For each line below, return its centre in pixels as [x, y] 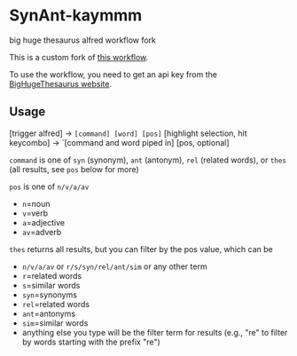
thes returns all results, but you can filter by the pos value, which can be [141, 249]
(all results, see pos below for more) [74, 169]
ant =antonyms [49, 313]
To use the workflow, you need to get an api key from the [113, 74]
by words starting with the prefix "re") [91, 342]
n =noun [36, 203]
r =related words [52, 275]
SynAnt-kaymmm [76, 16]
